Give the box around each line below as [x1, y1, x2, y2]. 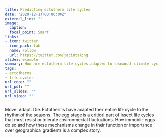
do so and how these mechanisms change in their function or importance [5, 122, 153, 128]
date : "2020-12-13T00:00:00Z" [5, 12, 67, 17]
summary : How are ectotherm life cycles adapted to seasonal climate [5, 61, 150, 66]
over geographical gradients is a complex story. [5, 127, 101, 133]
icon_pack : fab [9, 43, 41, 48]
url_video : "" [5, 93, 34, 98]
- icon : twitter [5, 39, 38, 44]
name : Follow [9, 48, 36, 53]
